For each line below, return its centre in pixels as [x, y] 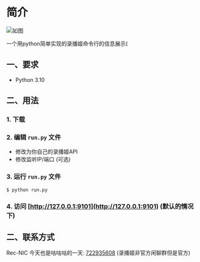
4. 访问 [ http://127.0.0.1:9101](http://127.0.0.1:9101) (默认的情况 [100, 206]
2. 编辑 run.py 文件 [34, 137]
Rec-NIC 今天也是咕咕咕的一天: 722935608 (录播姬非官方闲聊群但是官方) [98, 253]
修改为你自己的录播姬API [46, 152]
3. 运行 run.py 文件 [34, 176]
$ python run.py [27, 190]
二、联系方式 [31, 237]
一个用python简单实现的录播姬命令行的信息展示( [67, 43]
